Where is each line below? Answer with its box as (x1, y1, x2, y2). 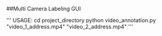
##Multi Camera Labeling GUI (6, 5, 81, 12)
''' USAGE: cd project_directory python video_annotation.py (6, 17, 156, 23)
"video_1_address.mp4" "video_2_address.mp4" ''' (6, 23, 133, 30)
